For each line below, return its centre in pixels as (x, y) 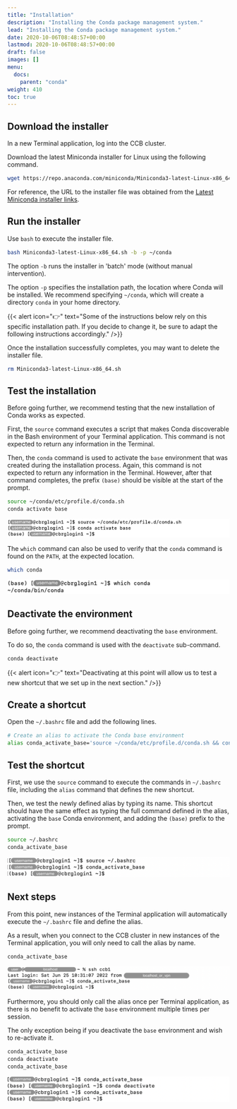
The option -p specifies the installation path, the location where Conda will (115, 287)
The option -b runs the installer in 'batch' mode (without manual (100, 266)
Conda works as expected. (46, 415)
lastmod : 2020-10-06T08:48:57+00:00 (61, 45)
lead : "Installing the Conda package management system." (94, 30)
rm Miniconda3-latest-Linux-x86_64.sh (64, 369)
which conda (25, 570)
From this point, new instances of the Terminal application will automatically (117, 914)
